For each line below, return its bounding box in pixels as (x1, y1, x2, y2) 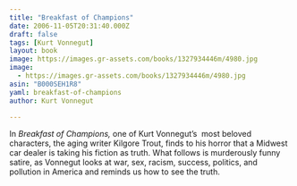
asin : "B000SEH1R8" (9, 80, 82, 89)
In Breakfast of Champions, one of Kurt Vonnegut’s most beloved (9, 129, 252, 139)
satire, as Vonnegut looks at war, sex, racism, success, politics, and (9, 157, 258, 168)
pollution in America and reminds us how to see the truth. (9, 166, 221, 177)
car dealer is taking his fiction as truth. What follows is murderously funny (9, 148, 281, 158)
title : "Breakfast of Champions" (9, 13, 134, 22)
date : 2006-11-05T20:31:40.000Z (9, 21, 130, 30)
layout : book (9, 46, 58, 55)
